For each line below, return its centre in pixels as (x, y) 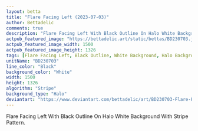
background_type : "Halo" (37, 94)
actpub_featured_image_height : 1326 (51, 50)
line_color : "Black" (32, 66)
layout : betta (24, 12)
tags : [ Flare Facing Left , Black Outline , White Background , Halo (89, 55)
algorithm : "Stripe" (32, 89)
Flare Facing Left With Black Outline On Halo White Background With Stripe (97, 116)
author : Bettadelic (30, 22)
